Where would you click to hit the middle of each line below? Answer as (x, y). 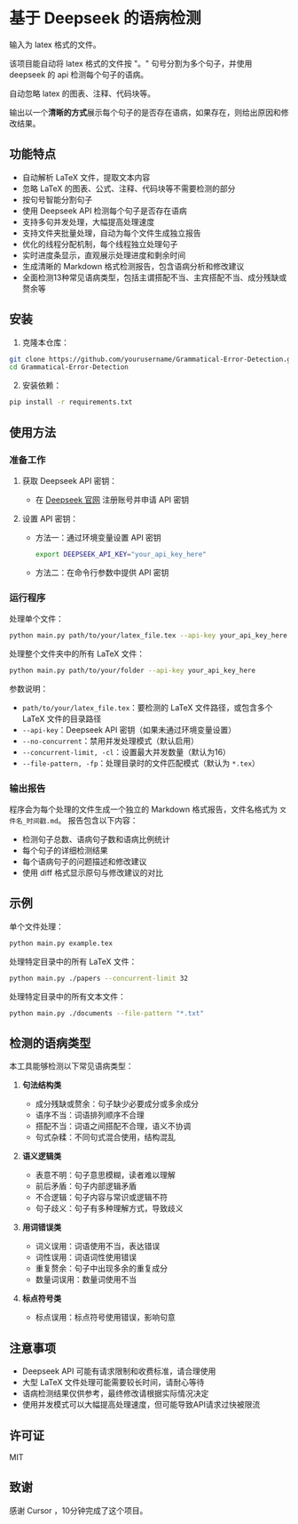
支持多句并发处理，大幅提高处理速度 (88, 221)
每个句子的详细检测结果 (65, 851)
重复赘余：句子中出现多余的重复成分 (102, 1269)
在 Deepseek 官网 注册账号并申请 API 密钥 (112, 500)
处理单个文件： (36, 619)
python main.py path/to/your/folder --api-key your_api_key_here (132, 670)
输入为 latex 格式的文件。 (55, 44)
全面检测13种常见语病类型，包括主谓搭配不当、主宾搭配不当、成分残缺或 (154, 277)
